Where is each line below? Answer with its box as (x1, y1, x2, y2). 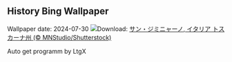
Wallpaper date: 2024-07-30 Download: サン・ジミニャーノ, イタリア (7, 24, 211, 33)
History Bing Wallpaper (7, 6, 109, 17)
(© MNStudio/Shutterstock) (32, 33, 112, 41)
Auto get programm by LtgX (7, 47, 86, 55)
